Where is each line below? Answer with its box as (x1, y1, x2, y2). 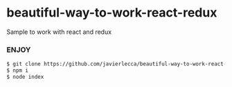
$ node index (6, 73, 44, 80)
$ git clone (6, 61, 41, 68)
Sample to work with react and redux (6, 28, 112, 36)
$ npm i (6, 67, 29, 74)
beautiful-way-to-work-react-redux (6, 5, 217, 21)
